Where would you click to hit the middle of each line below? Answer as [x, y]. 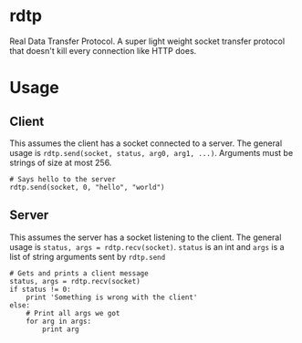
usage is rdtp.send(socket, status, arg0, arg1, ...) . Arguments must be [151, 152]
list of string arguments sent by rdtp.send [88, 256]
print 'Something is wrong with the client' [112, 297]
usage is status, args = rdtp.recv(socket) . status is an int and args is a [147, 246]
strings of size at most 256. [61, 162]
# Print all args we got [73, 313]
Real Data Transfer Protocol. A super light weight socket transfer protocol [147, 41]
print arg [61, 329]
